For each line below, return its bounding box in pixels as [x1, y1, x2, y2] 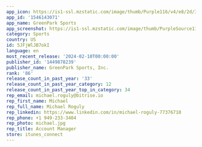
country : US [6, 37, 36, 43]
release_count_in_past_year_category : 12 [6, 82, 112, 88]
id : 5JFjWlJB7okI [6, 43, 50, 49]
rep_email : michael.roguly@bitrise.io [6, 92, 103, 98]
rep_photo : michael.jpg [6, 121, 66, 127]
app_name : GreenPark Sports [6, 20, 77, 26]
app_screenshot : [6, 25, 47, 32]
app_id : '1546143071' [6, 14, 61, 20]
